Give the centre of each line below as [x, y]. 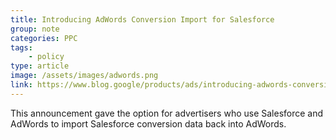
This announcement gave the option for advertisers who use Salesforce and [167, 113]
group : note [35, 29]
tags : [21, 47]
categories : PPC [44, 38]
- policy [46, 57]
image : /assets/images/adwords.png [84, 76]
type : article [40, 66]
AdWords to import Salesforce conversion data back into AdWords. [148, 123]
